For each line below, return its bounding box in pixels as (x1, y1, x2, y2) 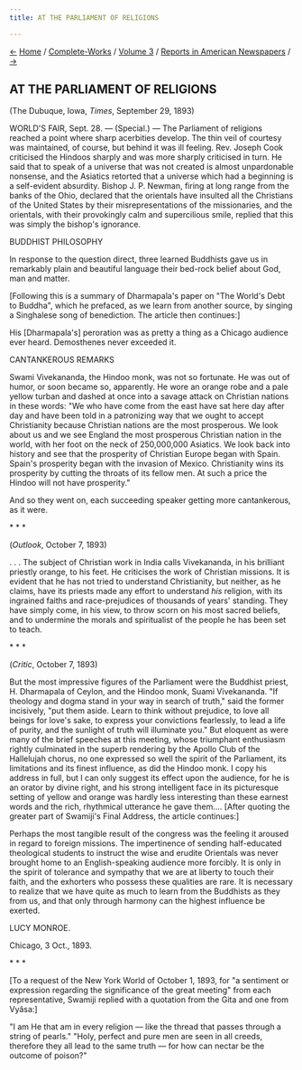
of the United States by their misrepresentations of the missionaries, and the (9, 200, 293, 210)
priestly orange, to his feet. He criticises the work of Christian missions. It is (9, 566, 290, 578)
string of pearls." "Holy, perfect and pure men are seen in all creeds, (9, 1031, 263, 1042)
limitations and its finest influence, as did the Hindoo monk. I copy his (9, 763, 268, 774)
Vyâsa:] (9, 1004, 38, 1015)
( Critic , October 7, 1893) (9, 659, 98, 670)
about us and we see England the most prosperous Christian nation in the (9, 430, 282, 441)
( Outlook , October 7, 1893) (9, 539, 107, 551)
